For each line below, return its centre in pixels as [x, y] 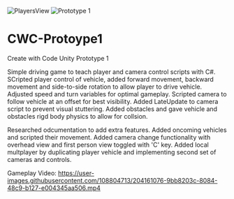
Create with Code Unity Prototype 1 [58, 58]
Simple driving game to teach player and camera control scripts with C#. [111, 72]
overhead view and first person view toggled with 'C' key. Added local [108, 145]
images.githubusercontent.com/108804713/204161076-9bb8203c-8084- [112, 180]
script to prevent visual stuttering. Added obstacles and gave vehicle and [112, 109]
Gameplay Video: [32, 173]
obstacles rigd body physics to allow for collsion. [78, 116]
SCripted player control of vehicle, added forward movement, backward [111, 79]
